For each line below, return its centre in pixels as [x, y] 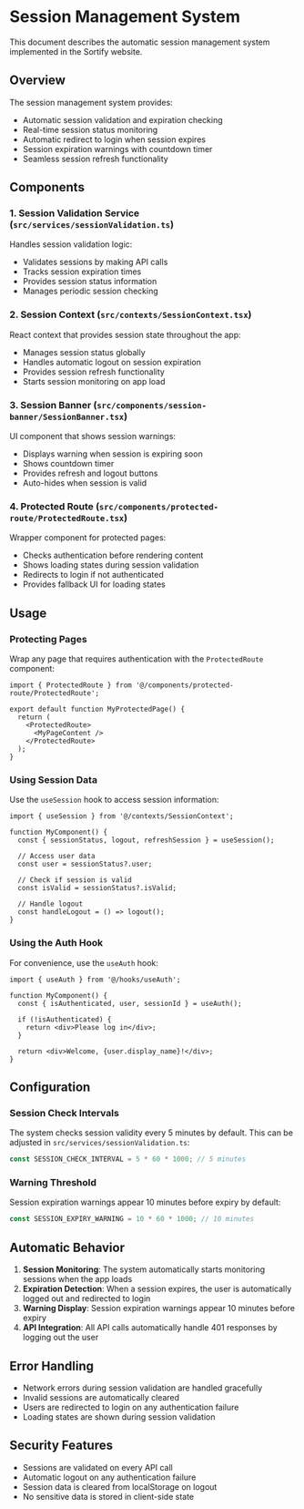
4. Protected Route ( [55, 506]
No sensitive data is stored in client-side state [108, 1496]
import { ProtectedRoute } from [71, 685]
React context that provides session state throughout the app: [125, 334]
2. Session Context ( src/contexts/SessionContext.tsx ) [131, 314]
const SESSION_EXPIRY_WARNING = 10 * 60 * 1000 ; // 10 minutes [132, 1219]
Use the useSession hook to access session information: [115, 800]
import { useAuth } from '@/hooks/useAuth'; [95, 980]
